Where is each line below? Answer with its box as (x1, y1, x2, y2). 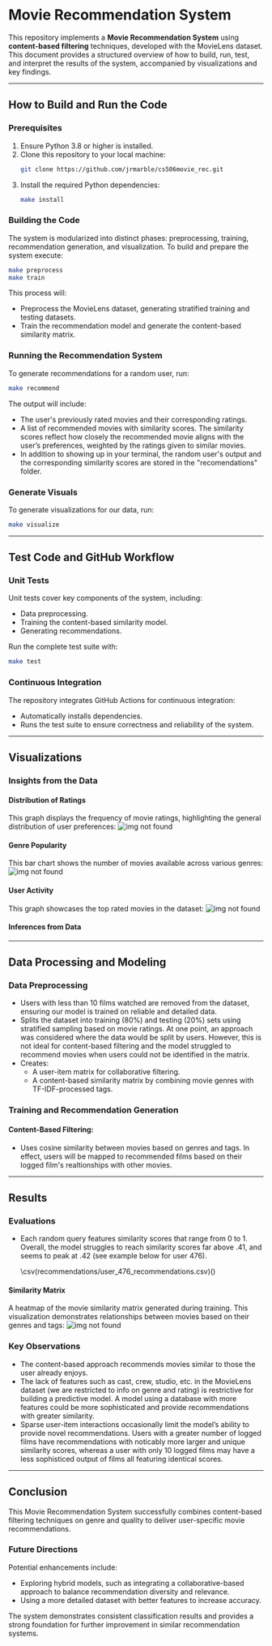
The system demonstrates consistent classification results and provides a (8, 1611, 254, 1621)
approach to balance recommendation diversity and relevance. (19, 1587, 230, 1597)
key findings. (8, 66, 52, 76)
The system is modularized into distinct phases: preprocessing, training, (8, 233, 249, 242)
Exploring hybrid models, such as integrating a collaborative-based (19, 1578, 244, 1588)
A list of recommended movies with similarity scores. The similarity (19, 423, 244, 433)
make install (19, 195, 65, 204)
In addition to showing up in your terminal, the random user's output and (19, 448, 261, 459)
